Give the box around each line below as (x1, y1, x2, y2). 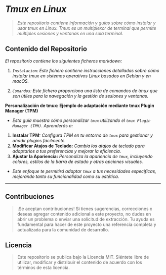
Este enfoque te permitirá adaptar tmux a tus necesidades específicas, (12, 168, 157, 174)
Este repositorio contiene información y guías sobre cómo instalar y (17, 20, 156, 26)
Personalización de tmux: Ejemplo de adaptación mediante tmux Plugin (5, 103, 155, 109)
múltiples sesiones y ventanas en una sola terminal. (17, 30, 124, 36)
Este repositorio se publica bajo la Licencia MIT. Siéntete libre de (17, 254, 149, 260)
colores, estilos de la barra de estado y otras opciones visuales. (12, 159, 143, 165)
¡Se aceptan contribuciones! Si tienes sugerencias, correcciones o (17, 206, 153, 212)
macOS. (12, 78, 29, 84)
